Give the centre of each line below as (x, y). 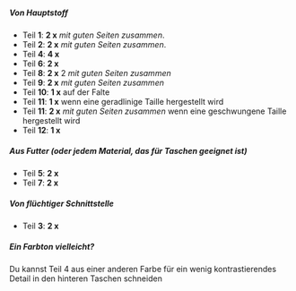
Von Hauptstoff (39, 13)
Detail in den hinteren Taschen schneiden (86, 278)
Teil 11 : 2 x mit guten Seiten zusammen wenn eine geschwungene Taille (154, 111)
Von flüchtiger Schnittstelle (62, 203)
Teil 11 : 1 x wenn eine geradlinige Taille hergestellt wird (123, 101)
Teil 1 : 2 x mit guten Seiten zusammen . (93, 35)
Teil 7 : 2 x (40, 183)
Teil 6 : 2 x (40, 64)
